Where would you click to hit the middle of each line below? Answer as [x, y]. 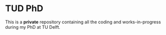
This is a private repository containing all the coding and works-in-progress [83, 22]
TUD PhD [24, 9]
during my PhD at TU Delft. [33, 27]
